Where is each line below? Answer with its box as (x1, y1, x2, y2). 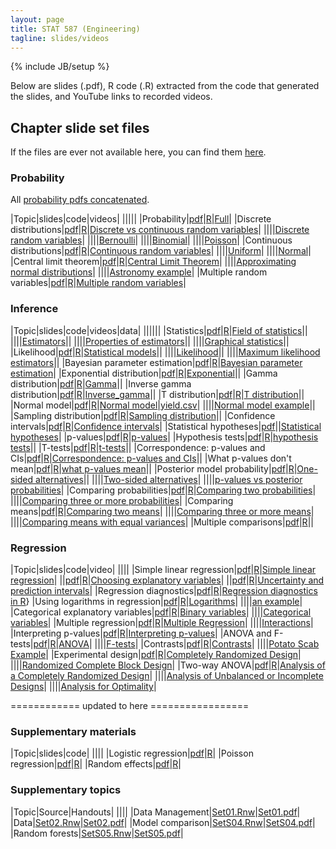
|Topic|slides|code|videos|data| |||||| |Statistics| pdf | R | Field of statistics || (10, 324, 308, 336)
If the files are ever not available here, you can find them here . (10, 146, 267, 158)
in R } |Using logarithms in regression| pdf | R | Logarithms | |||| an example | (10, 596, 303, 608)
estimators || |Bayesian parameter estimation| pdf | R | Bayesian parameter (10, 356, 303, 368)
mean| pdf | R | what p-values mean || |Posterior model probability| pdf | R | (10, 462, 298, 475)
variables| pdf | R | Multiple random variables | (10, 277, 187, 289)
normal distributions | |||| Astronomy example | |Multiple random (10, 266, 268, 278)
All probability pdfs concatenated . (10, 194, 150, 206)
